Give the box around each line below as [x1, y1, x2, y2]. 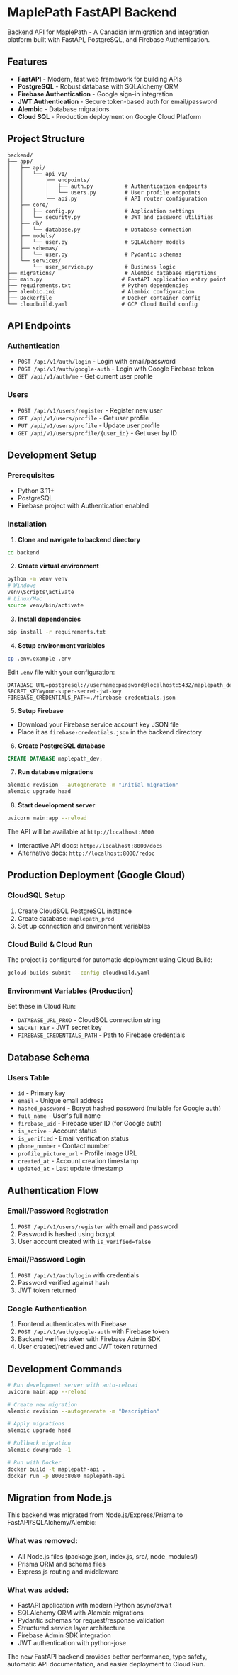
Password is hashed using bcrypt [17, 1229, 115, 1238]
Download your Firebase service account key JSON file [17, 720, 179, 729]
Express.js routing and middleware [17, 1567, 119, 1576]
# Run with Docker [7, 1459, 62, 1466]
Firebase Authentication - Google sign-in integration [17, 89, 174, 98]
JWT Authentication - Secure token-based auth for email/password [17, 97, 217, 106]
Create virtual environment [17, 561, 99, 571]
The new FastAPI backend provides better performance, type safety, [7, 1652, 208, 1661]
